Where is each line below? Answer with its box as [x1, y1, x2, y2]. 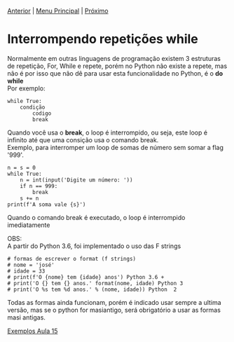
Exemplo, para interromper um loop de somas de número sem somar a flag [7, 143, 224, 151]
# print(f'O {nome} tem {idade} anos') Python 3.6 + [7, 273, 165, 280]
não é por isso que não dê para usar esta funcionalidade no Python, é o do [7, 69, 223, 77]
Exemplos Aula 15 [7, 327, 58, 335]
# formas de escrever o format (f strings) [7, 255, 137, 262]
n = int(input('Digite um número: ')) [20, 176, 133, 184]
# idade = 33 [7, 267, 46, 275]
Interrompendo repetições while [7, 32, 198, 47]
